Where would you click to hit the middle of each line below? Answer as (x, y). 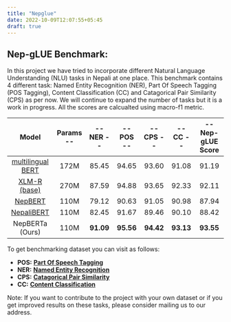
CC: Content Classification (56, 285)
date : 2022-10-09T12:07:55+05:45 (55, 20)
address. (20, 312)
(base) (30, 190)
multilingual (30, 162)
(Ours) (30, 233)
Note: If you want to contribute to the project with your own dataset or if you (115, 298)
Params (69, 133)
